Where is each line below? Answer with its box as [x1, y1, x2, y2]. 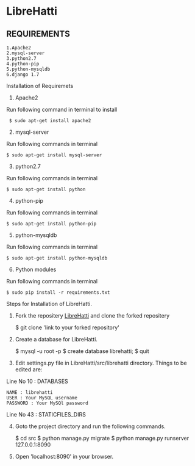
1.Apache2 [6, 45, 32, 51]
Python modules [15, 266, 57, 273]
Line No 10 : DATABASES [6, 377, 68, 385]
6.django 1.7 [6, 71, 40, 78]
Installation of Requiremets [6, 82, 74, 89]
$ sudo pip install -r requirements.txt [6, 289, 111, 296]
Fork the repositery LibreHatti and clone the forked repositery [15, 312, 170, 319]
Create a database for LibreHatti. [15, 336, 97, 343]
